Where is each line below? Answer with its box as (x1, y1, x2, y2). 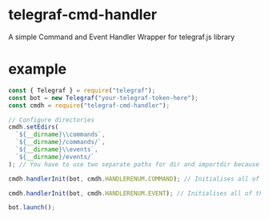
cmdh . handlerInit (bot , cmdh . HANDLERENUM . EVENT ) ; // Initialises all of (8, 189, 252, 197)
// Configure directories (8, 116, 94, 124)
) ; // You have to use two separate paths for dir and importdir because (8, 160, 260, 169)
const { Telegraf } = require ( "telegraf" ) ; (8, 86, 156, 94)
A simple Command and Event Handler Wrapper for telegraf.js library (8, 32, 235, 42)
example (8, 60, 67, 78)
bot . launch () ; (8, 204, 56, 212)
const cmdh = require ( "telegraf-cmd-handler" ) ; (8, 102, 171, 109)
